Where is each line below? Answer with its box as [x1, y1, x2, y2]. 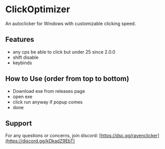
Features [5, 35, 34, 44]
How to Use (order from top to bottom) [5, 74, 129, 83]
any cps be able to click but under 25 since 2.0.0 [12, 48, 116, 55]
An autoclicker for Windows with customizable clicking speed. [5, 20, 136, 27]
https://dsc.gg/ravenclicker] [100, 133, 160, 139]
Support [5, 119, 32, 128]
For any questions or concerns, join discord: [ [5, 133, 101, 139]
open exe [12, 93, 33, 100]
